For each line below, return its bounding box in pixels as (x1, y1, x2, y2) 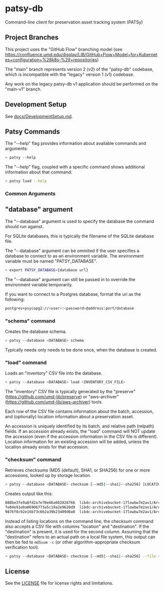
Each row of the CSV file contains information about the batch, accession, (5, 408, 154, 414)
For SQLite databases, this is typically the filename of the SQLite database (5, 233, 154, 239)
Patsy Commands (5, 127, 60, 136)
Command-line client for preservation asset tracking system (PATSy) (5, 19, 143, 25)
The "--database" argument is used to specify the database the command (5, 218, 154, 224)
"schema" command (5, 317, 56, 324)
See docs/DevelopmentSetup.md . (5, 113, 73, 119)
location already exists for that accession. (5, 444, 89, 449)
